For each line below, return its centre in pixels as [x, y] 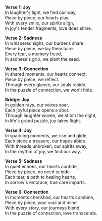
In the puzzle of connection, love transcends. [51, 213]
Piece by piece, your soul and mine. [42, 203]
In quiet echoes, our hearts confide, [42, 166]
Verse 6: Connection [27, 192]
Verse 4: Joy [19, 130]
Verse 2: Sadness [24, 38]
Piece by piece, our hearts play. [37, 18]
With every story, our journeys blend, [43, 208]
